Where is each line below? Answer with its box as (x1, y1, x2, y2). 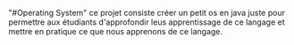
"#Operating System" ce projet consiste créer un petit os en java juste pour (8, 8, 285, 18)
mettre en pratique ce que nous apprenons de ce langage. (8, 26, 223, 36)
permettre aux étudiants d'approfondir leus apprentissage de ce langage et (8, 17, 285, 27)
